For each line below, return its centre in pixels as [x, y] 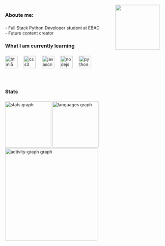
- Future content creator [29, 33]
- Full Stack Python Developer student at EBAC [52, 28]
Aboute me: [19, 15]
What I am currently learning [40, 46]
